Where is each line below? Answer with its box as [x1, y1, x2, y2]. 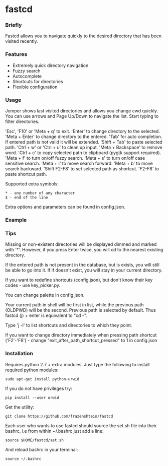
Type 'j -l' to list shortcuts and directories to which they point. [5, 322, 132, 328]
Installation [5, 350, 34, 357]
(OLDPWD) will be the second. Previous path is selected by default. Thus [5, 307, 156, 313]
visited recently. [5, 38, 39, 44]
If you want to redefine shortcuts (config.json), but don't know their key [5, 277, 153, 283]
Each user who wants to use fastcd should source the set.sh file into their [5, 422, 157, 429]
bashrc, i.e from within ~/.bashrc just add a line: [5, 428, 104, 434]
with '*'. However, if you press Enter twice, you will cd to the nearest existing [5, 247, 163, 253]
